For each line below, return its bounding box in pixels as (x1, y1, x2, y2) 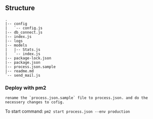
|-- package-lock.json (5, 56, 51, 60)
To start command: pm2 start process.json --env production (5, 108, 130, 115)
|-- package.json (5, 60, 41, 65)
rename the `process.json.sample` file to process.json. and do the (5, 95, 148, 100)
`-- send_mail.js (5, 73, 41, 78)
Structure (5, 4, 35, 12)
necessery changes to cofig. (5, 100, 65, 105)
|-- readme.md (5, 68, 34, 73)
